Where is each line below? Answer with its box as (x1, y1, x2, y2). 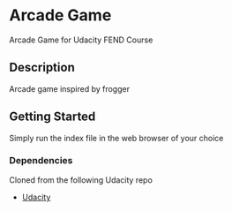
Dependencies (9, 154, 73, 167)
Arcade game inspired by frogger (9, 83, 131, 94)
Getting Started (9, 109, 96, 124)
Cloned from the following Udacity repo (9, 174, 153, 185)
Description (9, 60, 75, 75)
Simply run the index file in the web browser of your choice (9, 132, 224, 143)
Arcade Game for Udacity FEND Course (9, 34, 153, 45)
